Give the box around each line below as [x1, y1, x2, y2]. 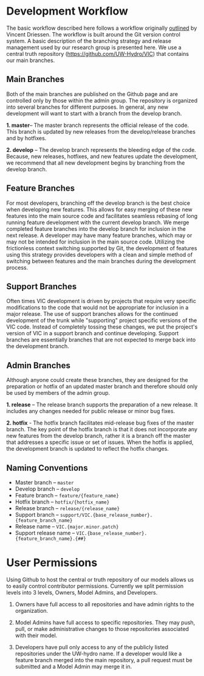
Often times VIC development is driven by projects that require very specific [6, 298, 196, 305]
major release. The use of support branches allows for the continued [6, 310, 178, 318]
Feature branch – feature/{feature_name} [15, 492, 120, 499]
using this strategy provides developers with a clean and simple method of [6, 251, 193, 258]
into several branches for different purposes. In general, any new [6, 103, 169, 111]
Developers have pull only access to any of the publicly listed [15, 643, 169, 650]
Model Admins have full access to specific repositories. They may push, [15, 618, 195, 626]
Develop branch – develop [15, 485, 80, 493]
